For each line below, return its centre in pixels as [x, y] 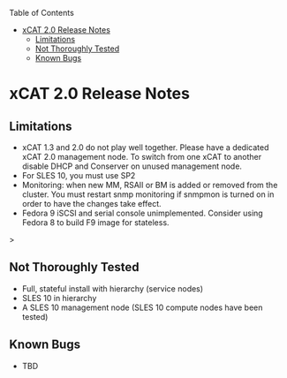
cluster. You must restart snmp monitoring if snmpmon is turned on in [148, 194]
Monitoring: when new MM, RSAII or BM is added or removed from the [150, 185]
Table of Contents [42, 13]
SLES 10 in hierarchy [59, 298]
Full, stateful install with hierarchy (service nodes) [113, 288]
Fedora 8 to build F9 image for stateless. [95, 223]
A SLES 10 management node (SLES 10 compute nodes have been [142, 307]
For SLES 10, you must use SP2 [79, 175]
